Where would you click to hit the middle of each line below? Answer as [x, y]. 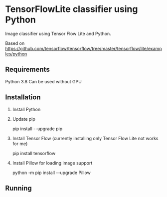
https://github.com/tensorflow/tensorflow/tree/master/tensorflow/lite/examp [83, 48]
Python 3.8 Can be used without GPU [44, 81]
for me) [20, 144]
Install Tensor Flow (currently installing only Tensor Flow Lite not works [85, 138]
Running [19, 188]
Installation [23, 98]
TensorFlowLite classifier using [72, 9]
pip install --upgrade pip [37, 129]
